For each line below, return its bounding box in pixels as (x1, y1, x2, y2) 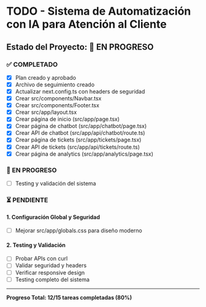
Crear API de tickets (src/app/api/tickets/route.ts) (15, 143, 140, 151)
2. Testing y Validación (6, 241, 66, 249)
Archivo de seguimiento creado (15, 81, 95, 88)
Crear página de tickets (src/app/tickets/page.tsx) (15, 136, 142, 143)
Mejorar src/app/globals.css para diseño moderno (15, 227, 143, 234)
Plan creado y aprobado (15, 74, 77, 81)
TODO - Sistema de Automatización (6, 4, 191, 18)
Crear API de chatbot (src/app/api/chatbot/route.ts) (15, 129, 145, 137)
